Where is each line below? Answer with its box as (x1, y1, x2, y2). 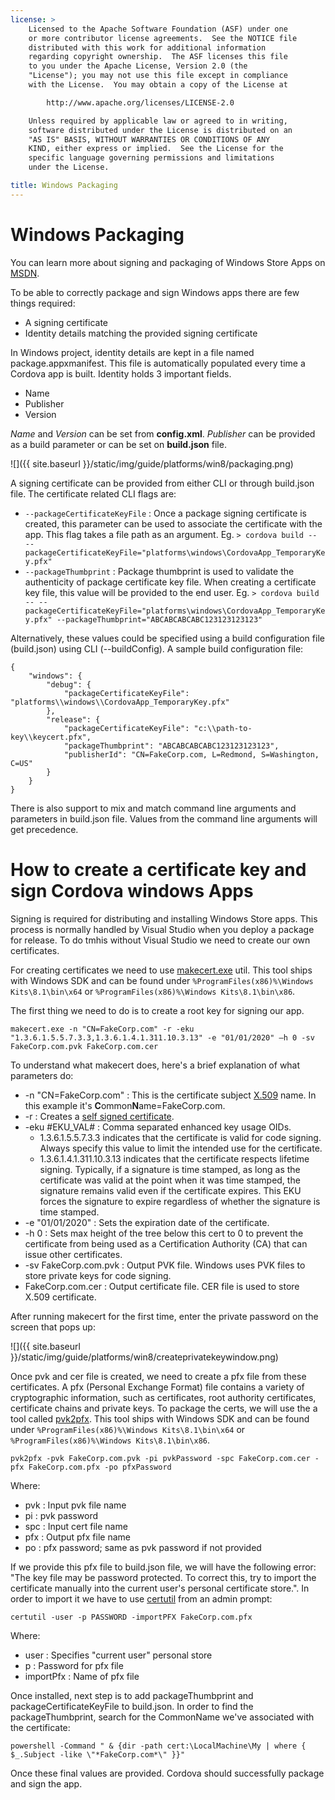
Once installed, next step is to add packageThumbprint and (10, 1689, 254, 1701)
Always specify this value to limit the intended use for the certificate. (39, 1142, 323, 1154)
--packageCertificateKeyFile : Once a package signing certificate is (24, 507, 308, 519)
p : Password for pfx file (24, 1659, 124, 1671)
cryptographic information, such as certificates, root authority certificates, (10, 1391, 317, 1403)
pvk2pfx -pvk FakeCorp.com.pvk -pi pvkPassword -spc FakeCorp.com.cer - (10, 1453, 320, 1463)
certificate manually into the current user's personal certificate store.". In (10, 1582, 310, 1594)
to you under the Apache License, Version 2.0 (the (28, 61, 248, 71)
